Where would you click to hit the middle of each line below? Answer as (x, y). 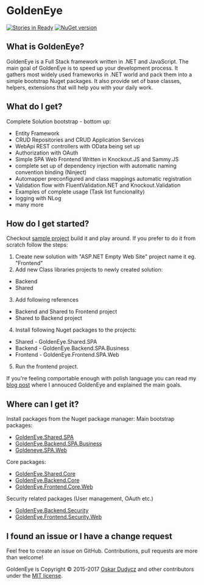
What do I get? (34, 107)
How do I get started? (48, 223)
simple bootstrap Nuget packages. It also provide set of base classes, (94, 81)
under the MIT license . (34, 576)
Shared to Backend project (48, 318)
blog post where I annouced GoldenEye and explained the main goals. (94, 385)
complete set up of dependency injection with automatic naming (96, 165)
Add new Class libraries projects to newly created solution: (89, 270)
